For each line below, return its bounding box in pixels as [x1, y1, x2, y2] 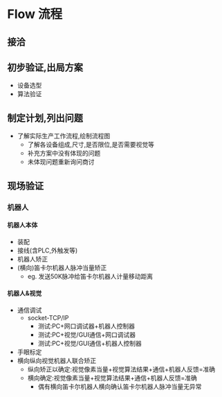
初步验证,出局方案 [7, 62, 84, 73]
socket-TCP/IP [27, 313, 69, 322]
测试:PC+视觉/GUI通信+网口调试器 [37, 330, 136, 339]
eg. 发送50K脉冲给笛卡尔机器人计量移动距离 [27, 272, 154, 280]
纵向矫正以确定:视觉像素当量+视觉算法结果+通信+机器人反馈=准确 [27, 364, 216, 373]
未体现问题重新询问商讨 [27, 158, 95, 166]
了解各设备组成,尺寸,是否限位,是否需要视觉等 [27, 140, 154, 149]
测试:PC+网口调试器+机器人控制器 [37, 322, 136, 330]
